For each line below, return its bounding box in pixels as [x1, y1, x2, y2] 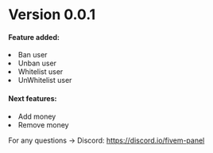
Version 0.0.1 [8, 6, 96, 24]
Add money [18, 112, 56, 121]
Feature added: [8, 32, 60, 41]
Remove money [18, 120, 69, 129]
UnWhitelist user [18, 76, 72, 85]
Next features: [8, 93, 57, 103]
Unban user [18, 58, 57, 69]
